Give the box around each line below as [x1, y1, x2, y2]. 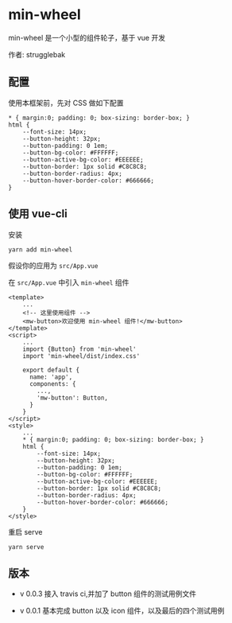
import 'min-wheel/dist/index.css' [22, 352, 141, 360]
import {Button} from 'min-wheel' [22, 345, 137, 353]
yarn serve [8, 543, 44, 551]
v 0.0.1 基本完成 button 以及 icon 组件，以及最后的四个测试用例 [19, 606, 225, 616]
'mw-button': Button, [37, 394, 109, 402]
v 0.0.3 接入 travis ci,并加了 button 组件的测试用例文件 [19, 589, 197, 598]
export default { [22, 366, 80, 374]
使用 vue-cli [8, 207, 68, 220]
